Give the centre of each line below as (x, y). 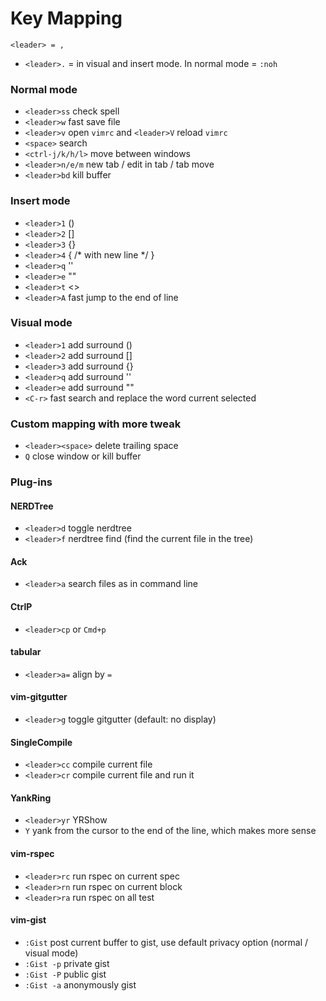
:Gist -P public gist (65, 974)
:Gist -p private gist (67, 963)
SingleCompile (41, 742)
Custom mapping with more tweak (96, 424)
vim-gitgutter (39, 697)
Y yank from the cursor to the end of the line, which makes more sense (170, 831)
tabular (26, 652)
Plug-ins (31, 482)
